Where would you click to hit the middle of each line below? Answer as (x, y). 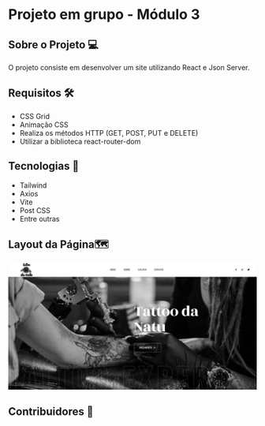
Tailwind (33, 185)
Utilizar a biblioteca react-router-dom (80, 141)
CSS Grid (34, 116)
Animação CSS (44, 125)
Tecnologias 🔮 (44, 166)
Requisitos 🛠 (41, 93)
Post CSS (35, 210)
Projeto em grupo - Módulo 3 (104, 15)
